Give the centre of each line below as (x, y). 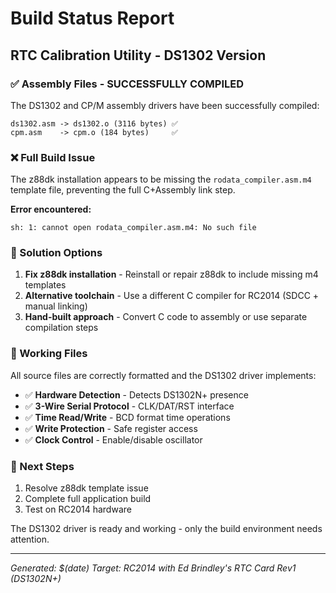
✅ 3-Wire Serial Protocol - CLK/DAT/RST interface (129, 406)
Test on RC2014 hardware (78, 509)
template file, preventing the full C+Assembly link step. (123, 190)
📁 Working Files (49, 354)
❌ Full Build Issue (53, 157)
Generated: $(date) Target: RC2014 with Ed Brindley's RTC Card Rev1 (153, 568)
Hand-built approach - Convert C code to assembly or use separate (166, 317)
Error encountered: (51, 209)
